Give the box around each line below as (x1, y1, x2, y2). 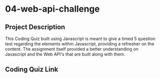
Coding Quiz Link (5, 65, 59, 74)
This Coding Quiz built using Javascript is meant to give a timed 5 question (5, 36, 156, 41)
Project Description (5, 23, 65, 31)
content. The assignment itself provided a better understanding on (5, 46, 139, 52)
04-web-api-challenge (5, 3, 100, 15)
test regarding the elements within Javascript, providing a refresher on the (5, 41, 155, 47)
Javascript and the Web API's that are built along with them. (5, 51, 125, 57)
